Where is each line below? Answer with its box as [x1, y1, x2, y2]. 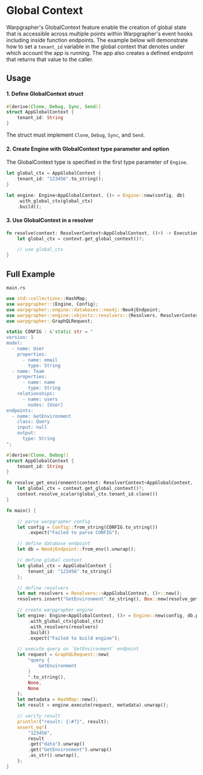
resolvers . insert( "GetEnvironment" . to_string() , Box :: [17, 596, 158, 602]
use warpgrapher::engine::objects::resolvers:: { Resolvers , [6, 312, 158, 318]
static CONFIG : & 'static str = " [6, 329, 94, 335]
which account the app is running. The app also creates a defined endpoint [6, 49, 193, 56]
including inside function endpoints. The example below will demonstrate [6, 36, 188, 43]
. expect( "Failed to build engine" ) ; [28, 635, 120, 641]
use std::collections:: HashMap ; [6, 295, 88, 301]
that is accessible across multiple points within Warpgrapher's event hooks [6, 30, 193, 37]
